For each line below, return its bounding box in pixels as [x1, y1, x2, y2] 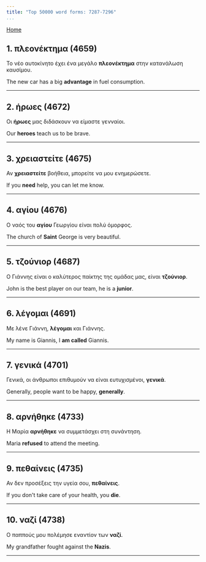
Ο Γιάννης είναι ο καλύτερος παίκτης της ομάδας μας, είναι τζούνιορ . [6, 273, 188, 280]
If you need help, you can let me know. [6, 181, 105, 189]
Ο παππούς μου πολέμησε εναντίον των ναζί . [6, 531, 123, 538]
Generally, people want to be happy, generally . [6, 388, 126, 395]
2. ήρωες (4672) [6, 102, 71, 112]
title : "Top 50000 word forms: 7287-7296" [6, 9, 116, 15]
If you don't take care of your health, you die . [6, 491, 121, 498]
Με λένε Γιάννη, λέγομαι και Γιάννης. [6, 324, 105, 332]
